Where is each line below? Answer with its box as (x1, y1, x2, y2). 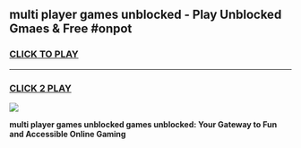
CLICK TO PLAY (9, 48, 79, 61)
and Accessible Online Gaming (9, 128, 126, 139)
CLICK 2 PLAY (9, 82, 72, 94)
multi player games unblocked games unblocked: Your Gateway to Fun (9, 118, 278, 129)
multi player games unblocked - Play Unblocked (9, 7, 282, 22)
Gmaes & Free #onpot (9, 22, 133, 37)
